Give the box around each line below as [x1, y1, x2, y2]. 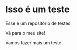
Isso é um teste [5, 4, 70, 15]
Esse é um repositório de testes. [5, 20, 72, 26]
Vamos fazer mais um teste [5, 39, 62, 46]
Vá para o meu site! [5, 30, 45, 36]
